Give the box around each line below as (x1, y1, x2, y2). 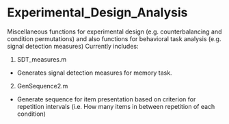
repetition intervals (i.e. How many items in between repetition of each (16, 102, 215, 110)
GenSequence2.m (16, 82, 68, 90)
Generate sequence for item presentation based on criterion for (16, 95, 196, 103)
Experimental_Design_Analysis (7, 5, 188, 21)
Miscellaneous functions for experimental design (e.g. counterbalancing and (7, 27, 222, 36)
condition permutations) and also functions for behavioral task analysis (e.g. (7, 34, 221, 42)
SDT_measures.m (16, 55, 67, 63)
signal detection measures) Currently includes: (7, 42, 139, 50)
